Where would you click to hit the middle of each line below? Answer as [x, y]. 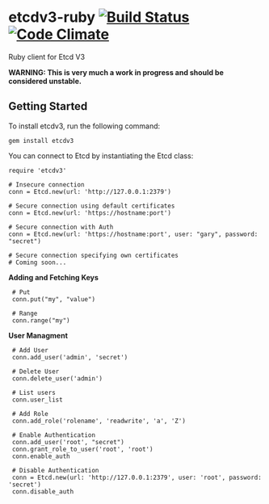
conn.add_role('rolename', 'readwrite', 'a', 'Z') [99, 421]
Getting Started [48, 106]
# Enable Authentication [53, 435]
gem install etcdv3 [41, 141]
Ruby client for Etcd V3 [47, 57]
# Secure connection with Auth [61, 227]
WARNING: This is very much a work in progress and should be [116, 72]
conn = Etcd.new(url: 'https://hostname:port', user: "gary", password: [133, 234]
